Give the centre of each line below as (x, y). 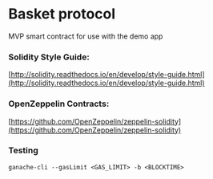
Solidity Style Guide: (49, 57)
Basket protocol (62, 14)
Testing (23, 151)
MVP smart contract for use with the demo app (86, 36)
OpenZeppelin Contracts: (59, 104)
